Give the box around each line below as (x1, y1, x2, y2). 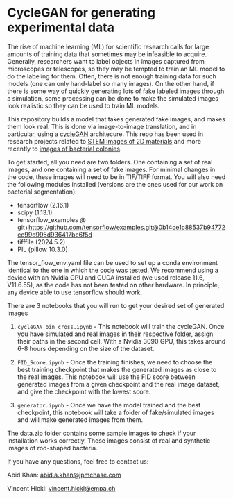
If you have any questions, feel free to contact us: (7, 457, 149, 466)
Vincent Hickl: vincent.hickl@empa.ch (7, 484, 116, 492)
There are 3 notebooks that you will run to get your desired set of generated (7, 301, 225, 310)
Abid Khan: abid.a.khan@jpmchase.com (7, 471, 121, 479)
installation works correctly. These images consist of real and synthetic (7, 436, 211, 445)
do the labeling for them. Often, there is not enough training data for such (7, 71, 217, 81)
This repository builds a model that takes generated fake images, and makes (7, 115, 225, 123)
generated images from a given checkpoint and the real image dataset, (17, 380, 221, 388)
